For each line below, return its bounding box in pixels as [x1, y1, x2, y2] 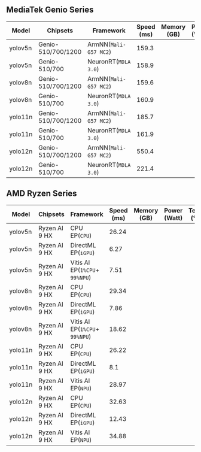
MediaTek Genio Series [6, 5, 94, 15]
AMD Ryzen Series [6, 189, 77, 199]
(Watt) [164, 214, 183, 222]
